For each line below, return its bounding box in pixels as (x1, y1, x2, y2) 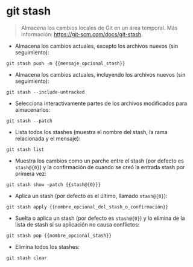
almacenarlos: (14, 106, 51, 113)
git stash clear (6, 255, 47, 261)
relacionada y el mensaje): (14, 135, 81, 142)
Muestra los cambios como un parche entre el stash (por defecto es (14, 157, 184, 164)
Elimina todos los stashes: (14, 243, 80, 250)
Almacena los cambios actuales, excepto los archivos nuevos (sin (14, 42, 179, 50)
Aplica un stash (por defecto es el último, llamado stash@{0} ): (14, 192, 168, 199)
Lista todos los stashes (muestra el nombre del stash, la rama (14, 128, 168, 135)
